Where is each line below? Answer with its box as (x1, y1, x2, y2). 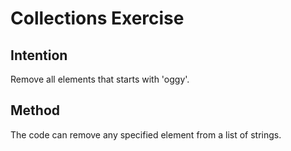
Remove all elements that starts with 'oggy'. (10, 73, 190, 85)
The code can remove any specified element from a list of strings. (10, 128, 282, 141)
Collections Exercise (10, 7, 185, 30)
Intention (10, 47, 68, 64)
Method (10, 102, 61, 119)
